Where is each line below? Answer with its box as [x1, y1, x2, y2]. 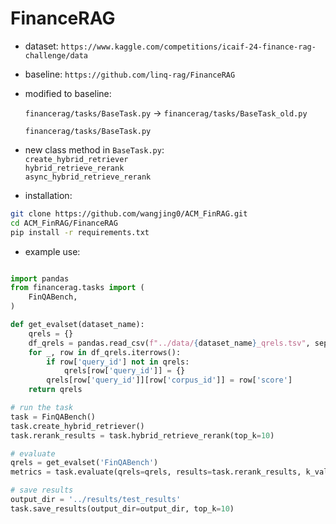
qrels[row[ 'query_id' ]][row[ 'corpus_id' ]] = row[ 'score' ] [46, 375, 293, 386]
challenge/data [24, 50, 89, 61]
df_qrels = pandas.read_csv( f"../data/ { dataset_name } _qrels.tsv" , [28, 338, 311, 348]
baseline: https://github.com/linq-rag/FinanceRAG [24, 68, 236, 80]
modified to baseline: [24, 87, 112, 99]
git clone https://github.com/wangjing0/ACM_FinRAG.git [10, 208, 248, 219]
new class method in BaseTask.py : [24, 143, 165, 156]
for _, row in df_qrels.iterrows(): [28, 347, 182, 357]
